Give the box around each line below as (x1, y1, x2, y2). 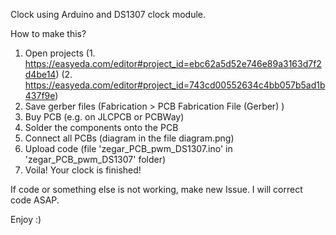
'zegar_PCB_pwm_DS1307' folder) (24, 154, 167, 165)
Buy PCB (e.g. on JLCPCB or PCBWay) (24, 111, 185, 123)
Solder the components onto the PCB (24, 122, 179, 133)
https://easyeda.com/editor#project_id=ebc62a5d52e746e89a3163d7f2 (24, 58, 322, 69)
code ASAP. (10, 194, 60, 206)
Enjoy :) (10, 214, 42, 225)
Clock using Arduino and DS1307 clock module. (10, 9, 207, 20)
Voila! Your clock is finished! (24, 164, 142, 176)
